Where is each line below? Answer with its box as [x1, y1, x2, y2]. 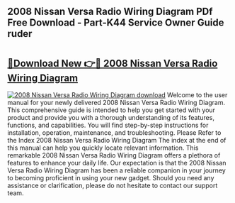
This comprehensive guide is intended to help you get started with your [7, 106, 216, 114]
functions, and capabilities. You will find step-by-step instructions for [7, 121, 209, 129]
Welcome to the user [167, 91, 228, 99]
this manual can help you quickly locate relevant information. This [7, 143, 199, 152]
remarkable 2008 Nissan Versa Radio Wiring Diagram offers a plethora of [7, 151, 221, 159]
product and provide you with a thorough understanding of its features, [7, 114, 214, 121]
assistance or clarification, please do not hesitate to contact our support [7, 181, 218, 190]
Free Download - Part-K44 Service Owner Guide [7, 17, 224, 29]
